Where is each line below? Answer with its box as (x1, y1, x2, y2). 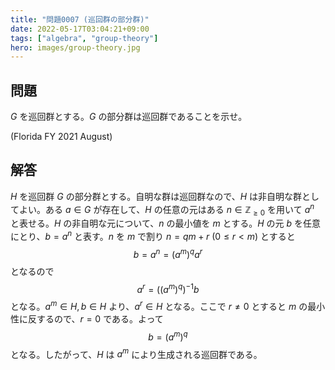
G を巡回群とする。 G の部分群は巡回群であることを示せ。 (10, 111, 248, 123)
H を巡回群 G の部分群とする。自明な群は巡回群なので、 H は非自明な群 (10, 190, 303, 202)
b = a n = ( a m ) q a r (133, 246, 203, 260)
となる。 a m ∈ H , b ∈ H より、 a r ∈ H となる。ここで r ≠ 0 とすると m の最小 (10, 299, 326, 312)
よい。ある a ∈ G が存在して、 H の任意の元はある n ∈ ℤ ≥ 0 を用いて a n (18, 201, 315, 218)
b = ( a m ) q (148, 329, 188, 343)
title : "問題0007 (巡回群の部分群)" (10, 14, 150, 25)
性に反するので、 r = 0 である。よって (10, 312, 164, 325)
